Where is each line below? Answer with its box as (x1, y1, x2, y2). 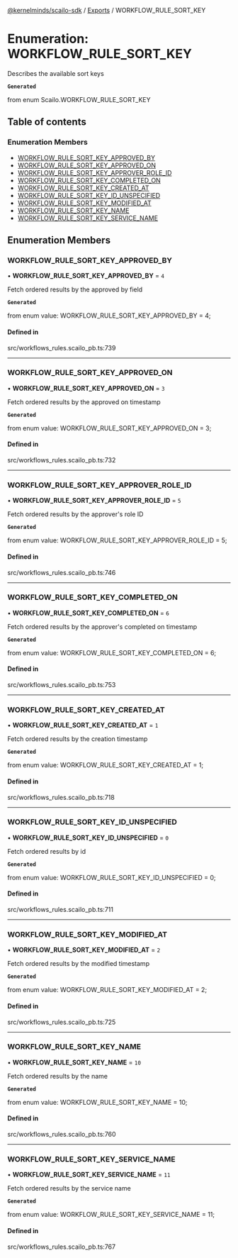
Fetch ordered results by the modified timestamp (7, 959, 150, 968)
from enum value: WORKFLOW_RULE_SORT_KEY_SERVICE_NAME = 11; (7, 1210, 215, 1219)
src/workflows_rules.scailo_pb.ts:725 (7, 1018, 116, 1026)
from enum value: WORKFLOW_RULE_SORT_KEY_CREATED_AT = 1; (7, 761, 204, 769)
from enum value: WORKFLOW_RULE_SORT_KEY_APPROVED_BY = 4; (7, 311, 211, 320)
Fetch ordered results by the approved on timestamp (7, 397, 161, 406)
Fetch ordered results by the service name (7, 1184, 131, 1193)
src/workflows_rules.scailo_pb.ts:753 (7, 681, 116, 689)
